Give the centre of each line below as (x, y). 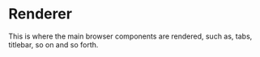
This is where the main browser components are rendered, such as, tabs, (130, 36)
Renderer (40, 14)
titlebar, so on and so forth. (53, 44)
